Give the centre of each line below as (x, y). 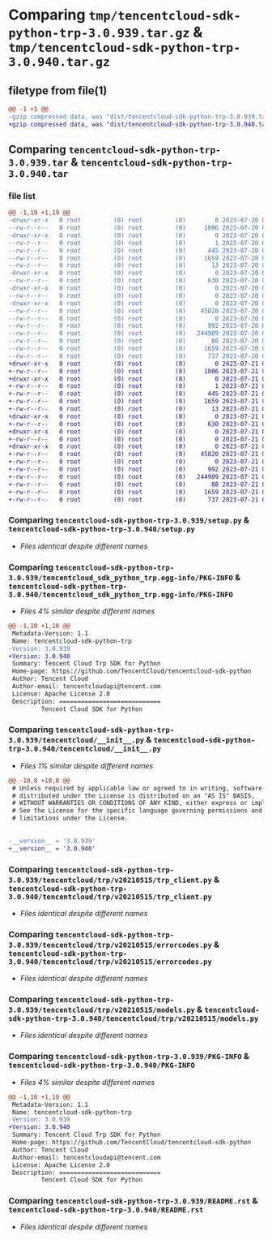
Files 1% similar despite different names (87, 765)
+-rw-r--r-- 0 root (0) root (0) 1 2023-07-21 (134, 386)
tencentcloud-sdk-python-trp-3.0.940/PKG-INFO (102, 1066)
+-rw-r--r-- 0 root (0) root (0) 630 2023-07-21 (134, 424)
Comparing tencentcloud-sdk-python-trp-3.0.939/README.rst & (133, 1201)
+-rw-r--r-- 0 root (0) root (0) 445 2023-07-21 (134, 394)
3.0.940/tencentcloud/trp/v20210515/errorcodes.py (110, 962)
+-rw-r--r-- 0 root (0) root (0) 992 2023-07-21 (134, 469)
